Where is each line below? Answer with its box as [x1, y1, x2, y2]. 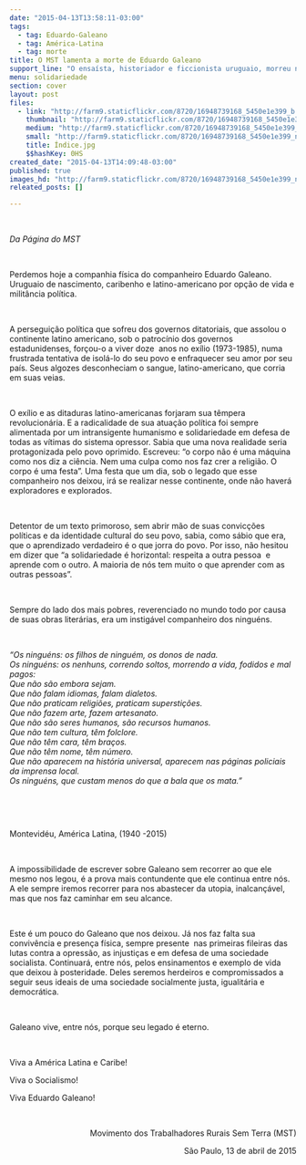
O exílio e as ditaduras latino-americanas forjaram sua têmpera [9, 408, 246, 419]
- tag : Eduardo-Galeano [17, 30, 107, 39]
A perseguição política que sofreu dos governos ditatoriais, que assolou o [9, 324, 287, 335]
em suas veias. [9, 372, 66, 383]
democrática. [9, 986, 59, 997]
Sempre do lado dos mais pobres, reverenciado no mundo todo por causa [9, 604, 287, 616]
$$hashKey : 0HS [25, 149, 84, 158]
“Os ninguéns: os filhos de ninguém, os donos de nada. [9, 650, 219, 661]
